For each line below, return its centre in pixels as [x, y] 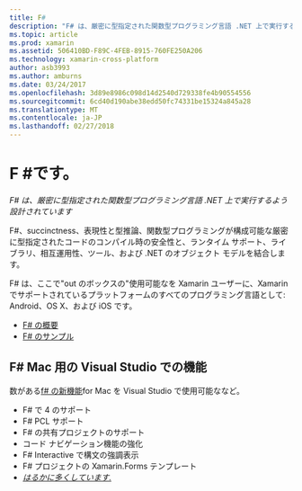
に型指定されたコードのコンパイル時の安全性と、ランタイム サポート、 [140, 241]
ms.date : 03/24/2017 [48, 85]
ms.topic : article [44, 34]
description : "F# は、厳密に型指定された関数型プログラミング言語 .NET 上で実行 [146, 26]
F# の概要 [40, 325]
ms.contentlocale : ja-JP [56, 118]
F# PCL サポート [53, 421]
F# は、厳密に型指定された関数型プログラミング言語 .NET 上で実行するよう [148, 200]
